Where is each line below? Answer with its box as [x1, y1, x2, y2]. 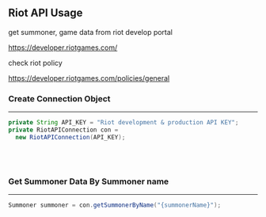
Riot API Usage [8, 6, 83, 20]
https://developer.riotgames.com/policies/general [8, 73, 170, 82]
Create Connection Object [8, 93, 111, 104]
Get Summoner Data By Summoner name [8, 176, 169, 187]
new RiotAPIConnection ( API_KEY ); [15, 133, 126, 141]
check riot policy [8, 58, 63, 67]
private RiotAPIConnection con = [8, 126, 119, 134]
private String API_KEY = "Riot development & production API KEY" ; [8, 119, 239, 127]
